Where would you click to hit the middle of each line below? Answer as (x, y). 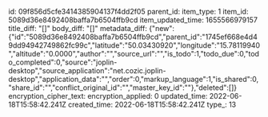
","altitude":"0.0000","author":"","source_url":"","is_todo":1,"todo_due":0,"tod (134, 54)
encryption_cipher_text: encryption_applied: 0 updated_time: (108, 96)
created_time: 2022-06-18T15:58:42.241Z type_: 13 (152, 104)
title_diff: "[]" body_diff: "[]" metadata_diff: (78, 28)
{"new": (162, 28)
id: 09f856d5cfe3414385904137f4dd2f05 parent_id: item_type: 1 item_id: (128, 12)
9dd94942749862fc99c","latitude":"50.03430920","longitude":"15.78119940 (134, 45)
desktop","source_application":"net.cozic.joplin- (87, 70)
